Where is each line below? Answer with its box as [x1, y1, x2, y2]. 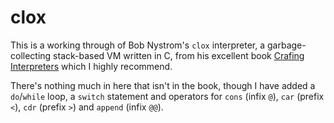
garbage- [267, 39, 307, 51]
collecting [10, 49, 52, 61]
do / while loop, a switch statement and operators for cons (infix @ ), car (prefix [10, 90, 325, 102]
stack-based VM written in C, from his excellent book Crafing [53, 49, 305, 61]
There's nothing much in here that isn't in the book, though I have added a [10, 79, 316, 91]
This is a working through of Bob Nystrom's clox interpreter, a [10, 39, 266, 51]
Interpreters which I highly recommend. [10, 60, 173, 72]
